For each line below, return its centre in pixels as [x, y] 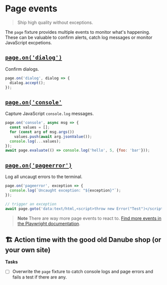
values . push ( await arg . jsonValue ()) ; [53, 137]
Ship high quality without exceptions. [55, 22]
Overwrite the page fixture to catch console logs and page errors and [83, 272]
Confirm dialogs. [22, 69]
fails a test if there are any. [40, 277]
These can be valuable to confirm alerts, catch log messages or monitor [79, 37]
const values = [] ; [30, 127]
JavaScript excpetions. [29, 42]
